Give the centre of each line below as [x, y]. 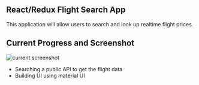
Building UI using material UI [50, 75]
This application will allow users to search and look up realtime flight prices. [100, 24]
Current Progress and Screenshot [70, 43]
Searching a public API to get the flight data [69, 69]
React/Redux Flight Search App [66, 10]
